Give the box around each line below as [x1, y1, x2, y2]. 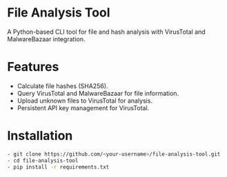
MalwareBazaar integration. [7, 34, 86, 43]
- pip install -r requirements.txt [7, 163, 110, 170]
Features [7, 59, 59, 75]
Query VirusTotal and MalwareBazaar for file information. [17, 89, 179, 97]
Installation [7, 128, 73, 144]
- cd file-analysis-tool [7, 157, 79, 164]
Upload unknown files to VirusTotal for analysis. [17, 96, 153, 105]
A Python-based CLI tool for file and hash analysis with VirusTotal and [7, 28, 206, 36]
